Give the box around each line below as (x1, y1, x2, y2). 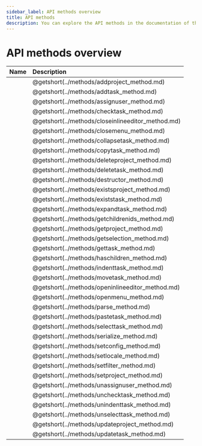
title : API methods (6, 14, 55, 20)
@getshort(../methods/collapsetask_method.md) (32, 137, 170, 145)
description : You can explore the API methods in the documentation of (6, 20, 189, 26)
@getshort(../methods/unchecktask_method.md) (32, 391, 171, 399)
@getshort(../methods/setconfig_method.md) (32, 342, 161, 350)
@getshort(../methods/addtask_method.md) (32, 88, 158, 96)
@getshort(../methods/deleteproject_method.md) (32, 156, 172, 164)
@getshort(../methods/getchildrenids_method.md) (32, 215, 175, 223)
